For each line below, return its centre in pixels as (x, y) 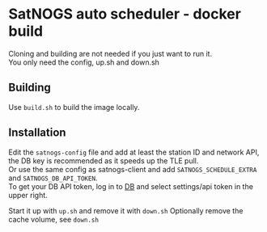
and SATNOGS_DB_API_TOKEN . (53, 178)
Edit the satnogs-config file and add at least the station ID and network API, (134, 152)
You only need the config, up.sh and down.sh (84, 62)
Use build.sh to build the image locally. (74, 107)
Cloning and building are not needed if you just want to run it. (110, 53)
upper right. (28, 195)
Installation (37, 133)
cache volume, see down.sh (54, 219)
